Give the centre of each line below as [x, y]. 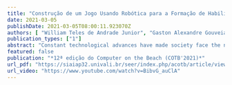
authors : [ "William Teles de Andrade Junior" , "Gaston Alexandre [105, 33]
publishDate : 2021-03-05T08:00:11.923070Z [69, 26]
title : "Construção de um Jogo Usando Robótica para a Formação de [106, 13]
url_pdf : [20, 64]
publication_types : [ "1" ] [44, 39]
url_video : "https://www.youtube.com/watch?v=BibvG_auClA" [94, 71]
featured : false [30, 52]
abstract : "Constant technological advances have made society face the [114, 45]
